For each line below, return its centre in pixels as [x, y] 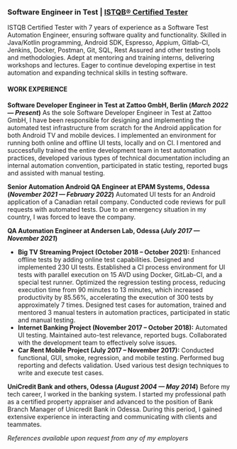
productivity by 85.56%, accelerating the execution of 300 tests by [116, 297]
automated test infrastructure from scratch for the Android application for [115, 127]
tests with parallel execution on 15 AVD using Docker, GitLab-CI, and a [120, 274]
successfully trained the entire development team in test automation [107, 150]
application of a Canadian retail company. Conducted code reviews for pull [116, 202]
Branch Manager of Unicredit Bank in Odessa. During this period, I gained [115, 409]
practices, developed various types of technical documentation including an [118, 158]
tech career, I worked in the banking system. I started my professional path [117, 394]
